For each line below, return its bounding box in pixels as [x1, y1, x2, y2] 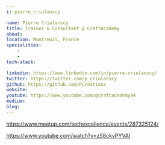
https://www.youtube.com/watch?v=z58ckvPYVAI [6, 132, 131, 139]
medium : [6, 98, 26, 105]
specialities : [6, 42, 42, 48]
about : [6, 31, 23, 37]
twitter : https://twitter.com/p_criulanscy [6, 76, 117, 82]
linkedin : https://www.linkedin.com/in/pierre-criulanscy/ [6, 70, 158, 76]
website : [6, 87, 28, 93]
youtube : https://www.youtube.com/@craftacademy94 [6, 92, 136, 98]
